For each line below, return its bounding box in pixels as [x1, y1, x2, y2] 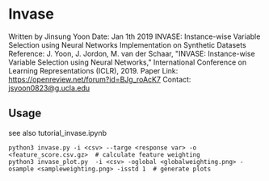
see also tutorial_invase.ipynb [8, 128, 107, 137]
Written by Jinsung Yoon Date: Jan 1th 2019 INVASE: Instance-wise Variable [8, 32, 261, 41]
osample [8, 165, 35, 173]
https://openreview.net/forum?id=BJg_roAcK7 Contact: [8, 74, 191, 84]
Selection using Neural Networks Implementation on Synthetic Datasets [8, 40, 246, 49]
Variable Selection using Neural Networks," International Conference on [8, 57, 247, 67]
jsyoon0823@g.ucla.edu [8, 82, 90, 93]
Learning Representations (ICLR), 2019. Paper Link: [8, 65, 179, 75]
